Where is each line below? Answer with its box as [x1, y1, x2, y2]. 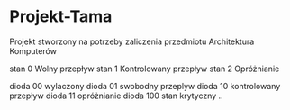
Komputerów [9, 45, 57, 56]
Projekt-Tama [9, 6, 113, 27]
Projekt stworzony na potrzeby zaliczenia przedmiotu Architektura [9, 36, 255, 47]
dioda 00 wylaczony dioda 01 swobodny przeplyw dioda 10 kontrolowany [9, 80, 281, 91]
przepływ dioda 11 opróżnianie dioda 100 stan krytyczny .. [9, 90, 223, 101]
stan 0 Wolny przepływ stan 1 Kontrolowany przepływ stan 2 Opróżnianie [9, 63, 280, 74]
